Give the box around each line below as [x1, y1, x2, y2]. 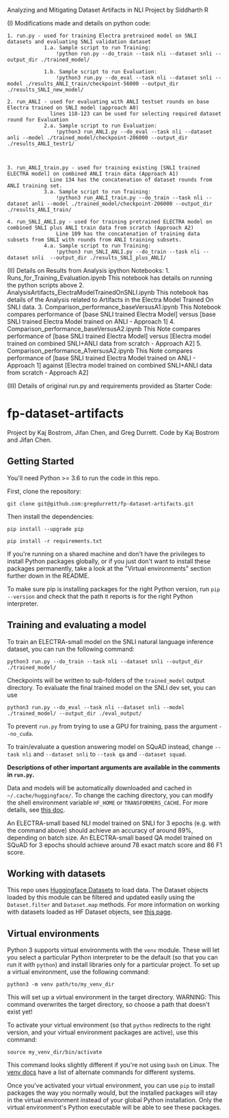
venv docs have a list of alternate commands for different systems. [7, 1068, 196, 1076]
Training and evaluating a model [7, 619, 147, 631]
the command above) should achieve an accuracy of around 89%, [7, 826, 193, 834]
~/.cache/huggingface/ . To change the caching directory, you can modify [7, 791, 213, 799]
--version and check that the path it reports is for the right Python [7, 592, 193, 600]
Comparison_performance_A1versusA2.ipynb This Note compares [7, 346, 193, 355]
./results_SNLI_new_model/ [7, 86, 84, 93]
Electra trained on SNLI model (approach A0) [7, 104, 139, 111]
